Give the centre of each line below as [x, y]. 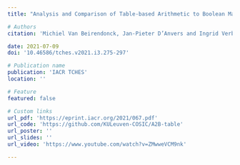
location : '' [27, 79]
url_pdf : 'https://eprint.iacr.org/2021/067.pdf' [83, 118]
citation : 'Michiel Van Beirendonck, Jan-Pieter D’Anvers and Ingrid [113, 33]
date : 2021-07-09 [33, 46]
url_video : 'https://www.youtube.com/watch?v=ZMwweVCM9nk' [97, 144]
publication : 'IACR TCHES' [47, 73]
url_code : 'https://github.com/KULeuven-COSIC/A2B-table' [95, 124]
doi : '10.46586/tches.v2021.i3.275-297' [69, 53]
